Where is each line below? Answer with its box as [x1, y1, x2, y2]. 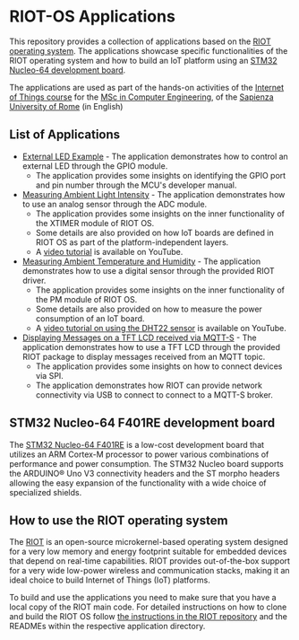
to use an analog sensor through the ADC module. [21, 198, 208, 209]
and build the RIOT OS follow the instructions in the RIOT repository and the [9, 611, 288, 622]
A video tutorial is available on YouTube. [35, 246, 184, 257]
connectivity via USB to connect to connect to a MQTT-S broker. [35, 389, 273, 400]
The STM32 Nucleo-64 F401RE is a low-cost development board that [9, 439, 265, 450]
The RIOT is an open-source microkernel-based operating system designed [9, 537, 288, 548]
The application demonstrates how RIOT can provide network [35, 380, 262, 390]
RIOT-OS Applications [9, 6, 176, 27]
